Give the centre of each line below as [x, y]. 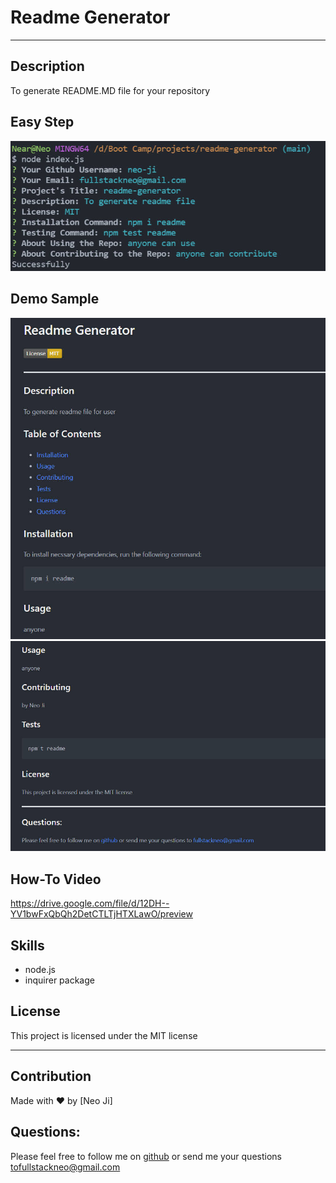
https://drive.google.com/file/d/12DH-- [90, 903]
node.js [40, 970]
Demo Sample [55, 299]
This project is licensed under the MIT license [104, 1035]
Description [47, 66]
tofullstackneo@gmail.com [65, 1167]
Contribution [51, 1076]
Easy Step [42, 122]
